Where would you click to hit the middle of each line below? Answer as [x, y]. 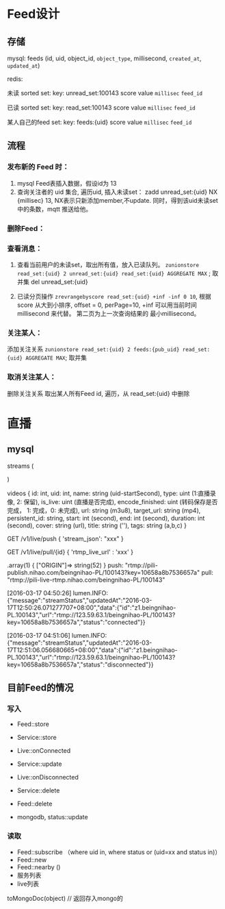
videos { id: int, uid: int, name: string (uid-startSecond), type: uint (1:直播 [109, 493]
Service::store [37, 738]
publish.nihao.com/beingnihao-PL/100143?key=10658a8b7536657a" [104, 572]
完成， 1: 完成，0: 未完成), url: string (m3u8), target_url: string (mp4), [104, 510]
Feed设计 [34, 14]
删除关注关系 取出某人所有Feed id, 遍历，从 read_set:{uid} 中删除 [98, 393]
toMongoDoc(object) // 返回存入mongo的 [65, 899]
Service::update [39, 764]
